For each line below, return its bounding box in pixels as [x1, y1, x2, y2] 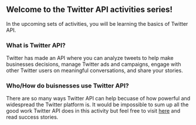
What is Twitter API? [6, 41, 66, 49]
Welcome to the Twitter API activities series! [6, 5, 173, 15]
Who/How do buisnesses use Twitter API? [6, 82, 129, 90]
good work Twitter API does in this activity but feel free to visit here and [6, 107, 181, 114]
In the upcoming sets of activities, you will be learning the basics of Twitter [6, 20, 188, 27]
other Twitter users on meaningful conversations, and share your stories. [6, 67, 183, 74]
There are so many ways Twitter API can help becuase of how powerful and [6, 95, 191, 102]
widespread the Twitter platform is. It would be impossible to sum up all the [6, 101, 189, 108]
